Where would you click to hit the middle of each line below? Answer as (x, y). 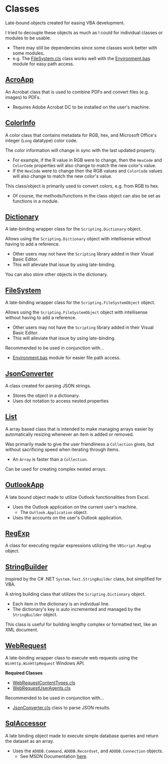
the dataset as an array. (30, 741)
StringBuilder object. (35, 615)
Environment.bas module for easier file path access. (66, 358)
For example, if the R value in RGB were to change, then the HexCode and (87, 160)
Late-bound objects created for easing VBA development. (65, 23)
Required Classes (24, 673)
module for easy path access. (43, 64)
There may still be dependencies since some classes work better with (85, 47)
